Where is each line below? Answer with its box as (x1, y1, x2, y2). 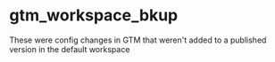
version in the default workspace (9, 43, 130, 54)
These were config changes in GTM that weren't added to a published (9, 35, 267, 45)
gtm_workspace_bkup (9, 5, 179, 26)
